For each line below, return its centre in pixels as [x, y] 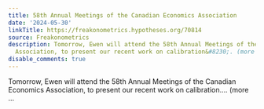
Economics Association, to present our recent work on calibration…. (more [128, 89]
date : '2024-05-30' [40, 23]
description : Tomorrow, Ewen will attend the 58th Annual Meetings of [126, 45]
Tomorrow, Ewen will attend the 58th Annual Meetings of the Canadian [122, 81]
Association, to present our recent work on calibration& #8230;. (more [135, 52]
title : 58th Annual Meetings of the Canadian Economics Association [123, 15]
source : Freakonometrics [49, 37]
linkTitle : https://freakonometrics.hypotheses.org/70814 [105, 30]
